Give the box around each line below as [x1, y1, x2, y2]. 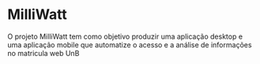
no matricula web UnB [7, 48, 80, 58]
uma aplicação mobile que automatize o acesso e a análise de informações [7, 40, 252, 49]
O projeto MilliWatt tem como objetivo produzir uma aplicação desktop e [7, 32, 243, 41]
